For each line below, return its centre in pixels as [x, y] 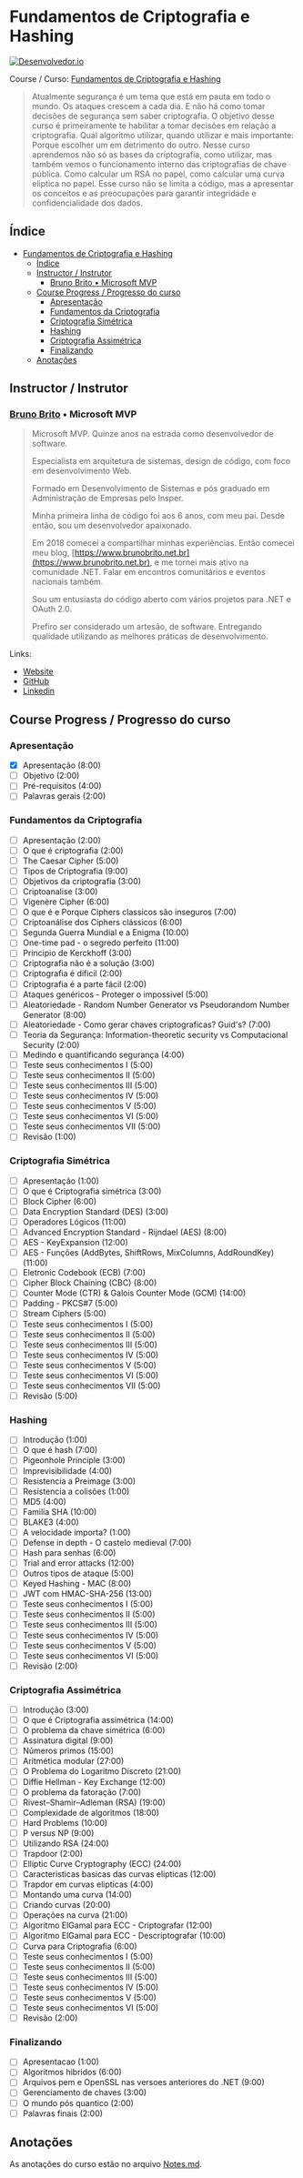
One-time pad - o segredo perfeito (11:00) [101, 943]
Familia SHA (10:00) [60, 1511]
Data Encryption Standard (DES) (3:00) [96, 1211]
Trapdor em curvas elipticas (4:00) [88, 1884]
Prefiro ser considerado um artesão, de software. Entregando [146, 627]
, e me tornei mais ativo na [199, 562]
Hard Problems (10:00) [65, 1822]
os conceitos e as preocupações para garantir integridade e [144, 193]
